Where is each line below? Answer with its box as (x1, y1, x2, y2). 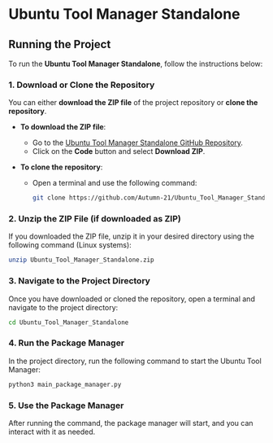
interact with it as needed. (8, 427, 96, 436)
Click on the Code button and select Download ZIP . (32, 147, 206, 156)
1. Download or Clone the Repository (8, 79, 155, 90)
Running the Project (8, 37, 111, 51)
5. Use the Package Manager (8, 400, 124, 411)
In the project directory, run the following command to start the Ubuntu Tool (8, 356, 262, 366)
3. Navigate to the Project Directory (8, 275, 150, 287)
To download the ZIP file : (19, 122, 106, 132)
